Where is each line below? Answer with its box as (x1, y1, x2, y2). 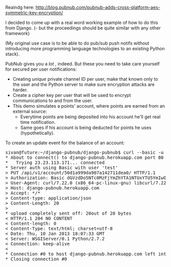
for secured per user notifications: (5, 66, 77, 72)
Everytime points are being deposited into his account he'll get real (20, 114, 161, 120)
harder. (12, 87, 28, 93)
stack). (5, 51, 20, 57)
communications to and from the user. (12, 97, 93, 104)
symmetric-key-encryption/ (5, 10, 63, 16)
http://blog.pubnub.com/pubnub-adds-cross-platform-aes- (35, 5, 160, 10)
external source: (12, 109, 47, 114)
